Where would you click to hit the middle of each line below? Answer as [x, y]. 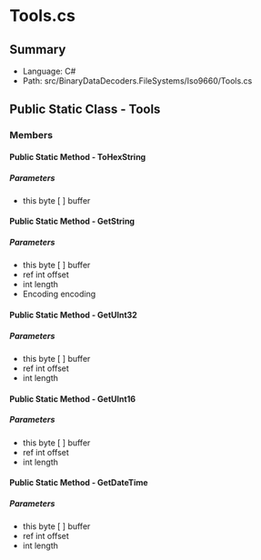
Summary [38, 50]
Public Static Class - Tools [85, 110]
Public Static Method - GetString [72, 221]
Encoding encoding [59, 294]
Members [31, 135]
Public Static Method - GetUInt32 [74, 315]
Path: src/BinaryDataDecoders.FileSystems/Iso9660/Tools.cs [137, 81]
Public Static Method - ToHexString [78, 156]
